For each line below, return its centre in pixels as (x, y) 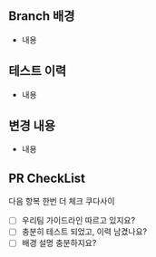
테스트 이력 (38, 71)
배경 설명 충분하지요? (59, 243)
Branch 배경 (42, 16)
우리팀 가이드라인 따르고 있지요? (78, 221)
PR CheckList (47, 178)
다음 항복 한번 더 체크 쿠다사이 (62, 201)
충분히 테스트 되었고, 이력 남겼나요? (84, 232)
